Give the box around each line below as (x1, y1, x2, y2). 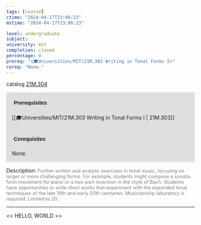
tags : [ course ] (6, 8, 44, 15)
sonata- (174, 173, 193, 180)
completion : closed (6, 47, 55, 54)
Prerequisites (14, 99, 47, 106)
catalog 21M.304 (6, 80, 48, 87)
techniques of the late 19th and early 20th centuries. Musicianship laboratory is (6, 190, 185, 196)
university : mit (6, 42, 47, 48)
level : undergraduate (6, 30, 60, 36)
